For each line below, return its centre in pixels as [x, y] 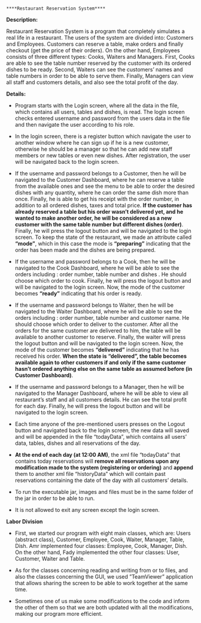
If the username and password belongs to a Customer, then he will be [100, 173]
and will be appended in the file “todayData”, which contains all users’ [101, 437]
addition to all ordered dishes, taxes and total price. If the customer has [103, 205]
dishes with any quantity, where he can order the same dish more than [102, 192]
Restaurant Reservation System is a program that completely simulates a [96, 31]
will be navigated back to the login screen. [67, 162]
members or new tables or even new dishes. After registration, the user [103, 155]
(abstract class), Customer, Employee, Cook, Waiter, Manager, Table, [100, 540]
